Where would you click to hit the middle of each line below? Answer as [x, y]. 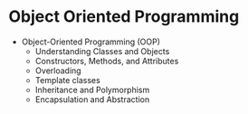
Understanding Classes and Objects [102, 51]
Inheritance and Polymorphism [92, 90]
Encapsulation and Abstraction [92, 99]
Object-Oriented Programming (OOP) [91, 42]
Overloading [58, 71]
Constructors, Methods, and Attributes [107, 61]
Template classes [67, 80]
